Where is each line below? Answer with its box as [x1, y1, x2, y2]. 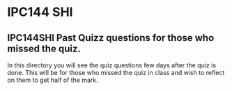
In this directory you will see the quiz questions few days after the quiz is [7, 61, 217, 69]
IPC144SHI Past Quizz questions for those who [7, 32, 215, 44]
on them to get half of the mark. [7, 76, 99, 84]
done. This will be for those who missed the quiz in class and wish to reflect [7, 69, 225, 76]
